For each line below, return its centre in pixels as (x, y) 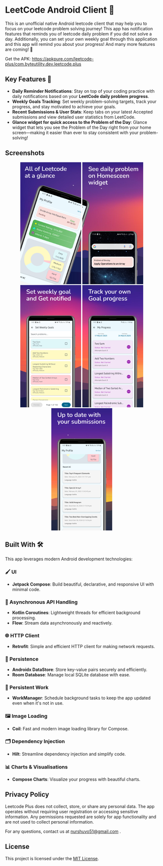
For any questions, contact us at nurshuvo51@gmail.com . (63, 831)
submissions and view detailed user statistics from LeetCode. (74, 117)
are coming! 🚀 (19, 49)
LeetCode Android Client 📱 (60, 10)
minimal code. (26, 590)
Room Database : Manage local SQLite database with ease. (71, 674)
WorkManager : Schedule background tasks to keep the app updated (81, 698)
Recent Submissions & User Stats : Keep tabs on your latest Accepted (82, 112)
